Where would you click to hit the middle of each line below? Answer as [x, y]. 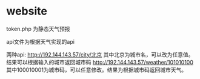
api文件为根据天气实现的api [40, 41]
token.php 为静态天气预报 [38, 29]
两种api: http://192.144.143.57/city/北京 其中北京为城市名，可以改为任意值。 [100, 54]
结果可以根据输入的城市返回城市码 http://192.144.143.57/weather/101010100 [100, 62]
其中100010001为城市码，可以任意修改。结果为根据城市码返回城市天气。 [97, 70]
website [27, 11]
